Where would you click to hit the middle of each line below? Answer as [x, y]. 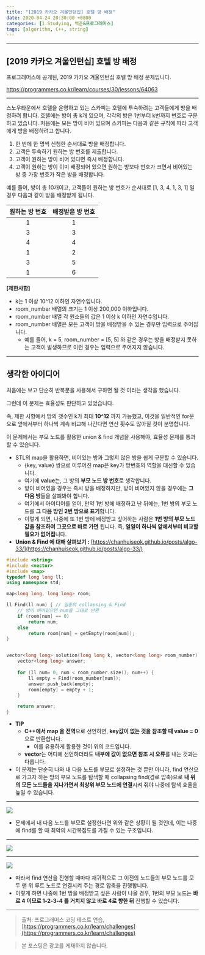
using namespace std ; [34, 583]
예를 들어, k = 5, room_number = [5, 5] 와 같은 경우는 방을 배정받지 [105, 340]
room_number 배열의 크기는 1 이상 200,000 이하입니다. [82, 309]
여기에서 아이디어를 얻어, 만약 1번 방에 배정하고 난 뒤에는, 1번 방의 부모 [107, 503]
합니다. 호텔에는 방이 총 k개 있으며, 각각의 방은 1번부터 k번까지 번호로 [104, 116]
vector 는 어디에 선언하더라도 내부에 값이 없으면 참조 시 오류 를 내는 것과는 [111, 754]
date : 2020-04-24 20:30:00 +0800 [49, 18]
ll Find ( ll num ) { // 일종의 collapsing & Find [66, 605]
